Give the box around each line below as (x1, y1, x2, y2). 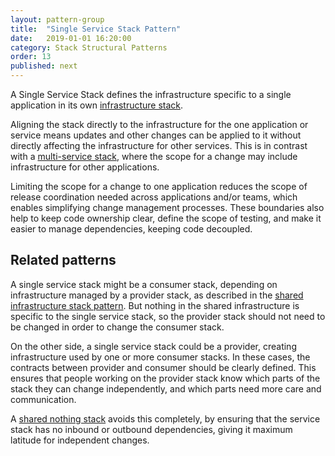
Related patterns (10, 252, 117, 269)
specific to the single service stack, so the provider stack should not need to (10, 310, 326, 322)
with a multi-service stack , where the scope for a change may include (10, 151, 298, 162)
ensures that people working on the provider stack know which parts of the (10, 372, 321, 384)
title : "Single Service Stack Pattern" (10, 24, 182, 34)
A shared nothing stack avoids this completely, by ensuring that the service (10, 412, 321, 425)
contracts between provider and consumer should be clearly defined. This (10, 361, 317, 373)
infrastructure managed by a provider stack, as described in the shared (10, 289, 304, 301)
